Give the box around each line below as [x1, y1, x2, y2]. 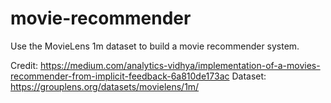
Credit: [10, 59, 39, 71]
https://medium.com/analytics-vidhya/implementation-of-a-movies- [39, 59, 321, 71]
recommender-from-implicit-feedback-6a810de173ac [10, 70, 230, 82]
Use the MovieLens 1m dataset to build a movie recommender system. [10, 40, 300, 52]
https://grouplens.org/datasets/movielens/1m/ [10, 80, 200, 92]
